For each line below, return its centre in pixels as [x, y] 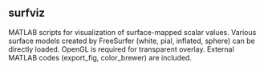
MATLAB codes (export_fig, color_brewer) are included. [100, 57]
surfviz [27, 13]
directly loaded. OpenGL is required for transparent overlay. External [121, 49]
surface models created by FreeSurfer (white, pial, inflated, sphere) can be [132, 41]
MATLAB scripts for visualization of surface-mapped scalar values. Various [132, 32]
